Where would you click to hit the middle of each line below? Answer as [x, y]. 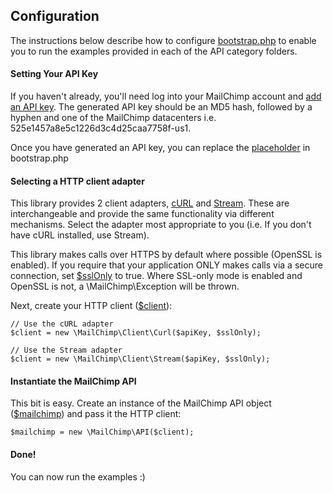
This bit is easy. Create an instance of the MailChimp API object [141, 403]
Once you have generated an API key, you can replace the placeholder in [160, 148]
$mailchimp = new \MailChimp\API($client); [102, 432]
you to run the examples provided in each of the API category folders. [154, 51]
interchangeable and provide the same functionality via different [142, 214]
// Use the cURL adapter [62, 324]
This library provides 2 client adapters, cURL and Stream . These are [150, 203]
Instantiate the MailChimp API [73, 381]
